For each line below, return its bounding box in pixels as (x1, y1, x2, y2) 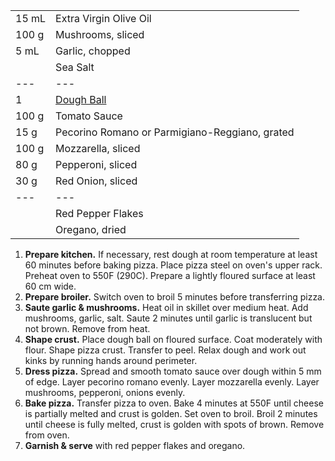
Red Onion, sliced (55, 174, 138, 188)
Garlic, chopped (55, 44, 131, 58)
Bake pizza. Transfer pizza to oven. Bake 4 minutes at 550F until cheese (24, 397, 324, 409)
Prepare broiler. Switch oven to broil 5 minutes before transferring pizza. (24, 291, 326, 303)
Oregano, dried (55, 223, 127, 236)
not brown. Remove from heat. (24, 323, 151, 334)
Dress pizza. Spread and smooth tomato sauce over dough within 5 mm (24, 365, 322, 377)
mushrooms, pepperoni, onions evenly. (24, 387, 186, 398)
